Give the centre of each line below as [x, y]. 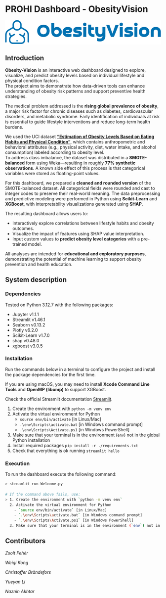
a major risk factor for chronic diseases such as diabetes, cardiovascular [79, 111]
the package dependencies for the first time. [50, 374]
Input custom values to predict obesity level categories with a [76, 239]
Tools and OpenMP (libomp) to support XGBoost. [56, 389]
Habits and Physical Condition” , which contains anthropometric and [75, 141]
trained [20, 244]
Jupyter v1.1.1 [25, 314]
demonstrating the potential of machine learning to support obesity [73, 259]
